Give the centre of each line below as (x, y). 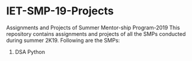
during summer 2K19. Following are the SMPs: (63, 40)
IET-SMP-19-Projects (60, 11)
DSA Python (30, 51)
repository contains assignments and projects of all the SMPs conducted (96, 33)
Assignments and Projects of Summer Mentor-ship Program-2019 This (93, 28)
